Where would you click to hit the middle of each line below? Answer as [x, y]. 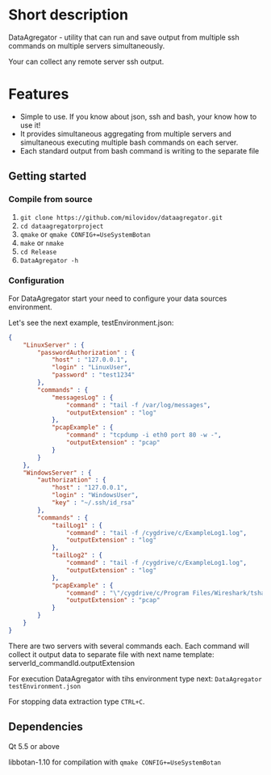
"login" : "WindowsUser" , [95, 495]
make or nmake [42, 242]
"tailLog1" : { [77, 525]
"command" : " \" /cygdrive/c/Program [127, 593]
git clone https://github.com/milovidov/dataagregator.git [121, 217]
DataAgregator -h [49, 260]
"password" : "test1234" [93, 375]
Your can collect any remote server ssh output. [86, 61]
